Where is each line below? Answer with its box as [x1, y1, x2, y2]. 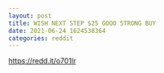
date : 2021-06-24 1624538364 [8, 26, 106, 34]
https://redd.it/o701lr [8, 56, 76, 66]
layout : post [8, 11, 52, 20]
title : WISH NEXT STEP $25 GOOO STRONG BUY [8, 19, 157, 27]
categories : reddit [8, 34, 74, 43]
